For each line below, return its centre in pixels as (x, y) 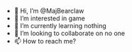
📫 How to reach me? (45, 41)
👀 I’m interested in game (49, 18)
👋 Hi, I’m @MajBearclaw (49, 11)
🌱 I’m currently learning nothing (60, 26)
